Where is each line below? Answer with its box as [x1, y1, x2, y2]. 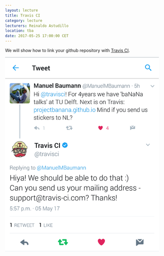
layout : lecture [5, 8, 38, 13]
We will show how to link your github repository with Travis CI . [5, 48, 130, 53]
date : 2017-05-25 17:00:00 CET [5, 34, 69, 38]
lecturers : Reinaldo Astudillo [5, 23, 69, 28]
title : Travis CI [5, 13, 41, 18]
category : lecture [5, 18, 42, 23]
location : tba [5, 28, 34, 34]
